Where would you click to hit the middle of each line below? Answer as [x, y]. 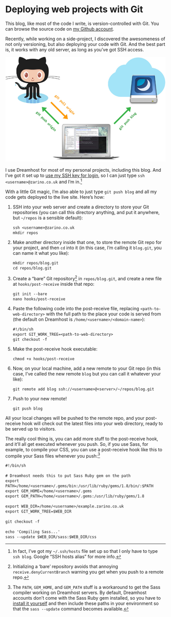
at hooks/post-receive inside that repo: [53, 284]
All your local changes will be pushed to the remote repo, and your [75, 418]
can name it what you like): [41, 253]
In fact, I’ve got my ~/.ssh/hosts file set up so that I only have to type [85, 551]
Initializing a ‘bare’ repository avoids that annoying [65, 567]
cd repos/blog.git [32, 268]
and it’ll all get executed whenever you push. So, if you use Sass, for [77, 444]
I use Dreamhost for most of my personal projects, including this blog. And [83, 170]
